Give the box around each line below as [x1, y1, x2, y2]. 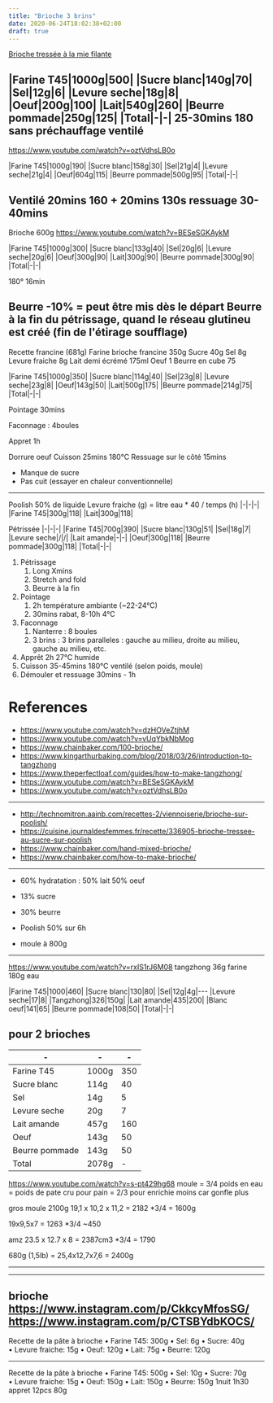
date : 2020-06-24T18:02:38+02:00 [8, 20, 122, 28]
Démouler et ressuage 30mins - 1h [19, 669, 136, 680]
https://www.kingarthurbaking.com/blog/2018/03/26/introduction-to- [19, 750, 253, 761]
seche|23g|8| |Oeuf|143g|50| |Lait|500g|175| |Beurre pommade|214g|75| [8, 380, 253, 390]
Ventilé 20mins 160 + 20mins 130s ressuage [8, 193, 238, 208]
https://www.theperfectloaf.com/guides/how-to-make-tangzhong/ [19, 768, 243, 778]
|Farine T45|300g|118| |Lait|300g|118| [8, 508, 134, 518]
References [8, 698, 88, 716]
